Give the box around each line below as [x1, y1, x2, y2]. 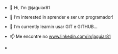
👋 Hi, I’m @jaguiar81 [9, 5, 50, 10]
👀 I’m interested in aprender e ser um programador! [9, 14, 114, 20]
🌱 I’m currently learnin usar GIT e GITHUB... [9, 24, 98, 29]
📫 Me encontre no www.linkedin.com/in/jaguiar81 [9, 33, 111, 39]
